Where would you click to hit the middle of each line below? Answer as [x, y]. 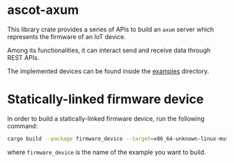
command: [23, 126]
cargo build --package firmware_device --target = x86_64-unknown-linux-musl [119, 139]
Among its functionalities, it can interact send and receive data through [109, 50]
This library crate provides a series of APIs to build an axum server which [111, 29]
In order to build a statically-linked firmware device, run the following [106, 118]
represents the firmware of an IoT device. [67, 36]
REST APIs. [23, 57]
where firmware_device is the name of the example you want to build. [107, 152]
